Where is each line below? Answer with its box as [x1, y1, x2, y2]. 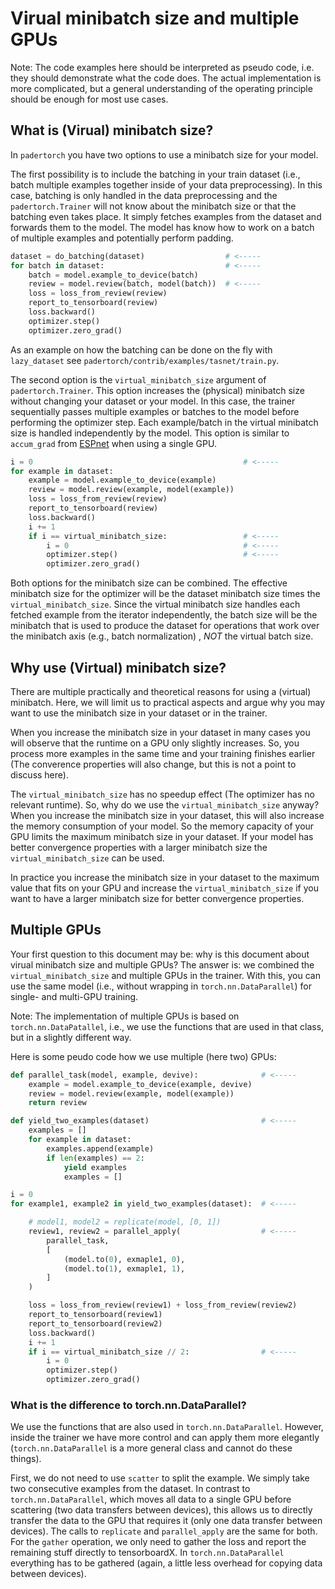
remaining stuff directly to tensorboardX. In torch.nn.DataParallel [10, 1547, 285, 1559]
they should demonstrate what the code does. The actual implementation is [10, 72, 322, 84]
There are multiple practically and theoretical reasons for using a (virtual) [10, 685, 312, 697]
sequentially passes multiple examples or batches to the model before [10, 405, 300, 417]
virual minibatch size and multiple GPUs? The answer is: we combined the [10, 958, 315, 971]
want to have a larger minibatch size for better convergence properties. [10, 892, 305, 904]
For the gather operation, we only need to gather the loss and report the [10, 1536, 307, 1548]
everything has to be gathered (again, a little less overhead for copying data [10, 1557, 323, 1569]
